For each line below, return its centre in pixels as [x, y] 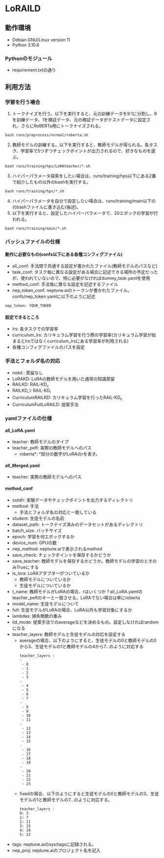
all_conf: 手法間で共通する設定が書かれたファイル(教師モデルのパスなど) [85, 266]
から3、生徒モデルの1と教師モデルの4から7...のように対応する [82, 646]
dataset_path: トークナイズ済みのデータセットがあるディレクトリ [77, 524]
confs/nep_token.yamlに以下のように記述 [54, 296]
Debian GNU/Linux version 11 [41, 40]
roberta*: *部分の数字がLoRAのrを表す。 [60, 454]
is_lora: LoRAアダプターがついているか [51, 573]
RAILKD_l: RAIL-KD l [31, 391]
